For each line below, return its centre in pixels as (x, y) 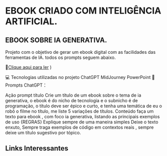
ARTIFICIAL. (31, 21)
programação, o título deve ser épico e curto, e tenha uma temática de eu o (84, 106)
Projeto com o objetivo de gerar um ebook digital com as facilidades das (80, 52)
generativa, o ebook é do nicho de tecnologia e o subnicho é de (71, 100)
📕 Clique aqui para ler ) (29, 67)
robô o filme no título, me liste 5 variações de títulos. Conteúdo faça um (79, 111)
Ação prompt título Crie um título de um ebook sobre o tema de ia (73, 95)
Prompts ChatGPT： (26, 85)
